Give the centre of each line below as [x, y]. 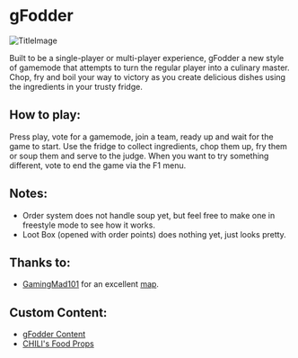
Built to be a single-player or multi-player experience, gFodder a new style [147, 58]
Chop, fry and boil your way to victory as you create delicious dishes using [147, 76]
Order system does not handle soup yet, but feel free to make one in [149, 215]
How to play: [45, 115]
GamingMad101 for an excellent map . [91, 284]
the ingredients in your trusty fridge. [76, 86]
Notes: [28, 194]
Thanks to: [40, 262]
